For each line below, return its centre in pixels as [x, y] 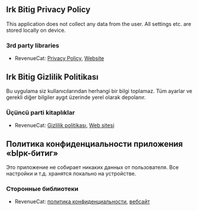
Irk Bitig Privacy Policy [48, 10]
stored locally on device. [36, 30]
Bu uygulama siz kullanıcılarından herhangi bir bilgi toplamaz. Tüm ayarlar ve [99, 91]
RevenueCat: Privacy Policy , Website [59, 58]
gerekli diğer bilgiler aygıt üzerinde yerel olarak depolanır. [76, 97]
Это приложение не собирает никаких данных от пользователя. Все [92, 167]
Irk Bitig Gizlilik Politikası [52, 77]
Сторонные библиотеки [42, 189]
